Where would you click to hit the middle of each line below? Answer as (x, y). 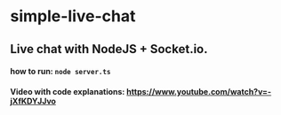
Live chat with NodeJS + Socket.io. (109, 49)
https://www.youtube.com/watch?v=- (199, 91)
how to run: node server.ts (60, 72)
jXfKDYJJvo (33, 101)
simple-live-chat (73, 16)
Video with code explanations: (68, 91)
